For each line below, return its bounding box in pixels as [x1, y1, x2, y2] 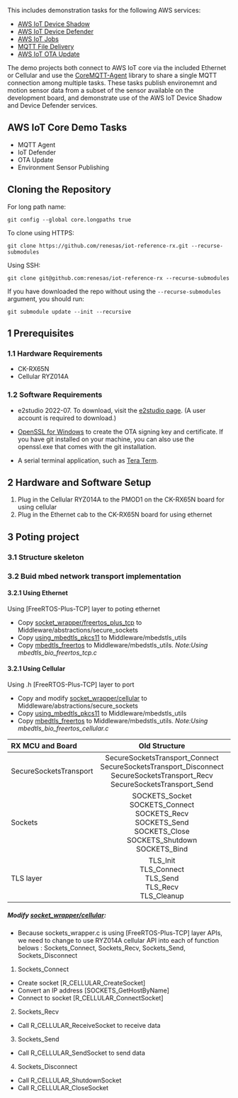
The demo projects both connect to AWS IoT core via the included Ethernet [7, 64, 227, 72]
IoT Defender [17, 148, 57, 157]
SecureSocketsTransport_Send [110, 779, 214, 789]
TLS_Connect [139, 864, 185, 874]
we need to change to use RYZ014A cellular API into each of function [17, 936, 220, 945]
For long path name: [7, 202, 66, 211]
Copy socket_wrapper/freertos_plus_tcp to [17, 618, 142, 626]
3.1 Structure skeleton [7, 552, 84, 562]
